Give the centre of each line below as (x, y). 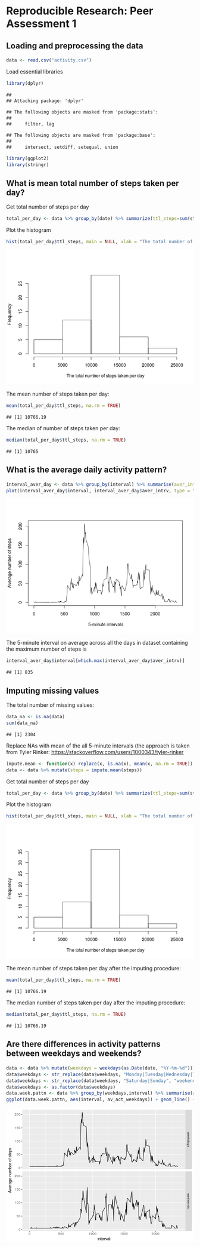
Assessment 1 (41, 24)
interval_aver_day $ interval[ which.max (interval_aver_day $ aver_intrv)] (96, 661)
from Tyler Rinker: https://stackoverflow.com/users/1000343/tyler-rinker (95, 752)
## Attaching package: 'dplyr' (45, 101)
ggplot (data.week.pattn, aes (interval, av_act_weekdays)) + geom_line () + (101, 1100)
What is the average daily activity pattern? (87, 470)
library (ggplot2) (28, 158)
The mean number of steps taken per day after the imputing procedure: (94, 969)
